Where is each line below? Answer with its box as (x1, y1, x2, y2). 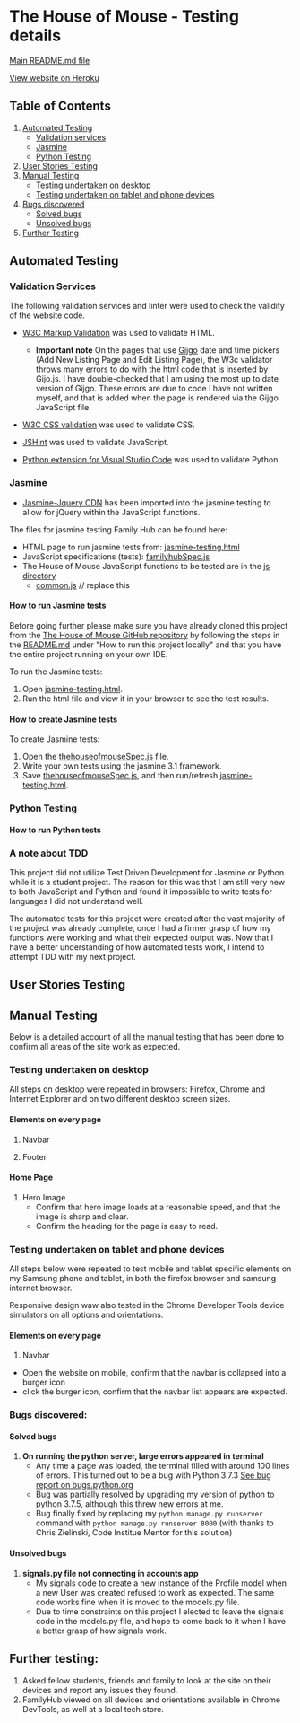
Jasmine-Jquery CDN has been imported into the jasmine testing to (21, 497, 271, 508)
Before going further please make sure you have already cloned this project (9, 620, 288, 630)
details (9, 25, 61, 46)
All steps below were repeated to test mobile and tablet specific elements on (9, 1263, 292, 1274)
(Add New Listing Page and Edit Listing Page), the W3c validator (35, 355, 273, 365)
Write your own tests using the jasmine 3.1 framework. (21, 760, 222, 771)
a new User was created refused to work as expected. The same (35, 1587, 275, 1597)
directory (21, 570, 56, 581)
